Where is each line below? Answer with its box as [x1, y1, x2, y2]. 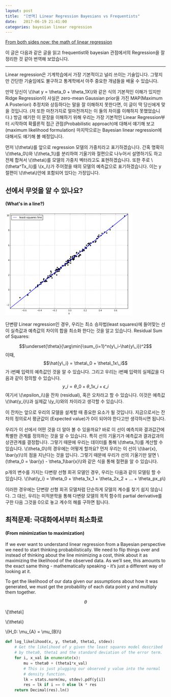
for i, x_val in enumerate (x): [14, 656, 81, 661]
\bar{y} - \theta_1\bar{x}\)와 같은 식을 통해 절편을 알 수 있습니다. [29, 458, 158, 464]
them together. [5, 589, 37, 595]
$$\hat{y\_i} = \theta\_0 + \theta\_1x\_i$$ [43, 360, 128, 366]
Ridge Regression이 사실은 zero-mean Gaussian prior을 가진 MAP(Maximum [5, 95, 163, 102]
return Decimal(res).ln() [14, 688, 70, 693]
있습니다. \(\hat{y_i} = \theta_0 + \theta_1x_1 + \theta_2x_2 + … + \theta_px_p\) [5, 475, 166, 482]
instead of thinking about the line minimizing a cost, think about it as [5, 552, 148, 558]
